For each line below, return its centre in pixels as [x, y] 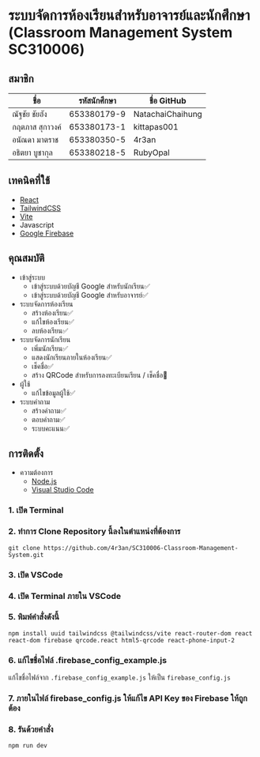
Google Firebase [47, 233]
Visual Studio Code [62, 490]
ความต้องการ [36, 473]
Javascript [37, 224]
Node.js [44, 481]
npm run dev [28, 746]
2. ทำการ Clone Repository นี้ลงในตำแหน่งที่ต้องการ [94, 532]
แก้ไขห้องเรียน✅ [53, 322]
